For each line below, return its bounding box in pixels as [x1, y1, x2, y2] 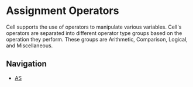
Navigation [6, 59, 47, 69]
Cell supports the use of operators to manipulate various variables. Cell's [6, 23, 182, 30]
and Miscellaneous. [6, 42, 53, 49]
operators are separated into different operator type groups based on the [6, 29, 182, 36]
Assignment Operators [6, 4, 119, 18]
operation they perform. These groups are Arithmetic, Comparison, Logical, [6, 36, 188, 43]
